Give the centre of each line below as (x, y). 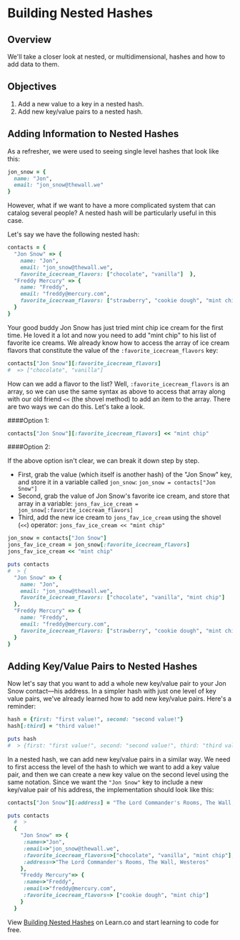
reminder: (22, 706)
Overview (30, 40)
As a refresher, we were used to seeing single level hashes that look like (113, 151)
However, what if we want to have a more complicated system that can (111, 206)
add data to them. (33, 64)
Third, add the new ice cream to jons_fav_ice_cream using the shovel (119, 517)
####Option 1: (29, 420)
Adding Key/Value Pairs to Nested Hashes (102, 666)
